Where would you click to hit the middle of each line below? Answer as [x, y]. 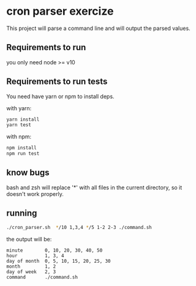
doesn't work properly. [35, 194]
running [22, 213]
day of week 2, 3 [31, 272]
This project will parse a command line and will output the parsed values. [99, 28]
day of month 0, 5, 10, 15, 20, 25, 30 [59, 261]
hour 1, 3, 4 [35, 255]
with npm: [19, 137]
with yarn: [19, 108]
